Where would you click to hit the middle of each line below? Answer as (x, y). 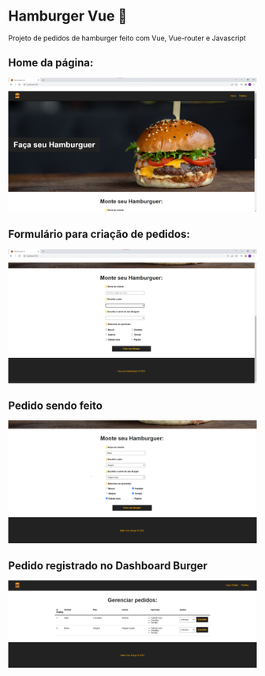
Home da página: (51, 63)
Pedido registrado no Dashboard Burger (108, 566)
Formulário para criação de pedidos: (99, 234)
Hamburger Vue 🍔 (68, 16)
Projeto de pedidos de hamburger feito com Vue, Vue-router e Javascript (127, 38)
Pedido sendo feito (55, 405)
